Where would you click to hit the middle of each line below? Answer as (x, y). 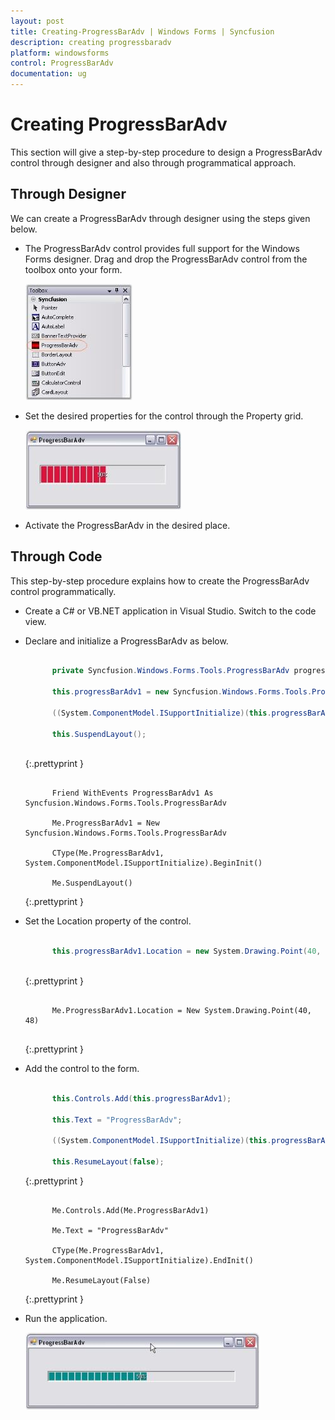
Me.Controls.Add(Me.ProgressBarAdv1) (130, 1211)
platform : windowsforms (60, 53)
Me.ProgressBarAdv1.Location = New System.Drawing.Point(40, (181, 1011)
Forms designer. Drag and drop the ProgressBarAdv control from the (166, 259)
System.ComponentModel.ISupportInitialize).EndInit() (139, 1261)
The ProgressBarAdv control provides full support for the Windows (162, 248)
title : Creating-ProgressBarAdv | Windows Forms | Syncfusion (142, 31)
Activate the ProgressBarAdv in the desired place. (127, 525)
